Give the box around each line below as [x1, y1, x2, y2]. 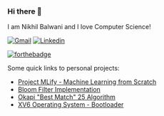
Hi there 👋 [7, 6, 43, 16]
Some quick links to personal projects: [7, 64, 120, 73]
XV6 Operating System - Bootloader [17, 100, 124, 109]
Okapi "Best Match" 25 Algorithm [17, 93, 116, 102]
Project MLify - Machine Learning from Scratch [17, 78, 157, 86]
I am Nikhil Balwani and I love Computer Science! [7, 23, 151, 31]
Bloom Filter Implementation [17, 85, 101, 94]
